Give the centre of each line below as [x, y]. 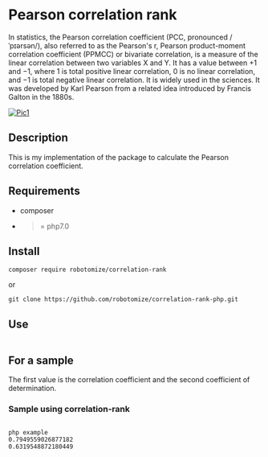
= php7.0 [55, 226]
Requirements [44, 191]
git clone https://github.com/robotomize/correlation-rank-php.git [124, 299]
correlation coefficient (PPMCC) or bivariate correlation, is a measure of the [133, 54]
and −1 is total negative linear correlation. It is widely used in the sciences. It [134, 80]
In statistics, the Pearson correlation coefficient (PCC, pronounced [118, 37]
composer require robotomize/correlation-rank [87, 270]
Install [24, 251]
